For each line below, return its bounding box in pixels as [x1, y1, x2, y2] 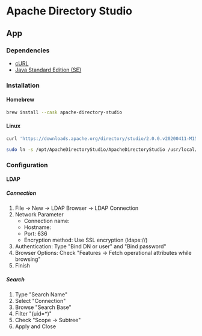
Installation [6, 81, 40, 90]
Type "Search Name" [14, 291, 68, 298]
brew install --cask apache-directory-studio [6, 109, 122, 115]
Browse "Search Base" [14, 304, 72, 311]
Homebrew [6, 96, 35, 103]
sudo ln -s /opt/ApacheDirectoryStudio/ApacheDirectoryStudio [6, 146, 165, 153]
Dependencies [6, 46, 50, 55]
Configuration [6, 160, 48, 169]
